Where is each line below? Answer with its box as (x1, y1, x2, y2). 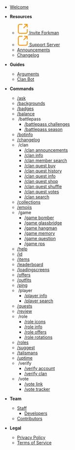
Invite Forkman (29, 30, 59, 36)
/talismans (17, 350, 38, 356)
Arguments (17, 71, 39, 77)
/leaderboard (17, 262, 43, 267)
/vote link (24, 381, 43, 387)
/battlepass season (24, 127, 63, 132)
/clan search (24, 194, 50, 200)
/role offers (24, 329, 47, 335)
